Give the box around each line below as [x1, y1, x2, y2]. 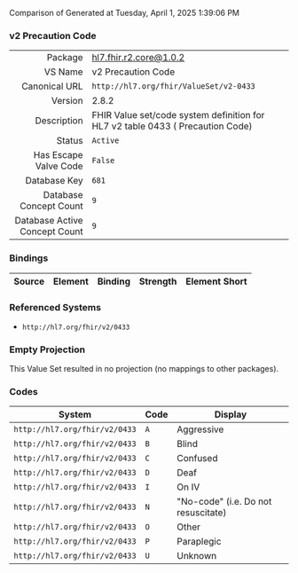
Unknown [176, 550, 217, 562]
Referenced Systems [9, 301, 102, 313]
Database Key [25, 175, 83, 187]
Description [35, 114, 83, 127]
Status [56, 135, 83, 147]
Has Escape [33, 149, 83, 161]
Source [13, 275, 45, 287]
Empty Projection [9, 343, 86, 356]
